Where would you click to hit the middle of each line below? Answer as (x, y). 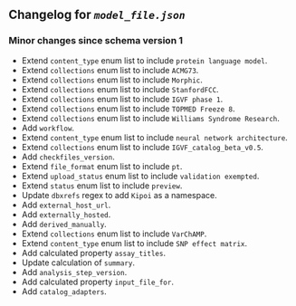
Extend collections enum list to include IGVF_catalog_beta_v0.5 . (143, 147)
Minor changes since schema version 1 (95, 41)
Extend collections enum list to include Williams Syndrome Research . (150, 118)
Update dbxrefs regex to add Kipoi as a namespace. (119, 195)
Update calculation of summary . (78, 263)
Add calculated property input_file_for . (97, 282)
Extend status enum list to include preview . (102, 186)
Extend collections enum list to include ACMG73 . (110, 70)
